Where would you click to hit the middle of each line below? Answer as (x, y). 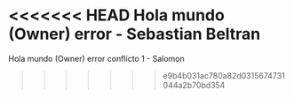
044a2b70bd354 (194, 85)
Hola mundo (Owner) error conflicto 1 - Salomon (96, 58)
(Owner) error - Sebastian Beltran (135, 34)
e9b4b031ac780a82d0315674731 (224, 75)
